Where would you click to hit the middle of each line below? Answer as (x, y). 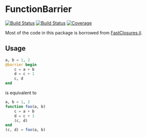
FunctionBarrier (38, 9)
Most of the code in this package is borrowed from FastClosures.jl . (74, 32)
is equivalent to (21, 93)
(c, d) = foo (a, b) (25, 130)
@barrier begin (21, 64)
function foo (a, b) (25, 106)
